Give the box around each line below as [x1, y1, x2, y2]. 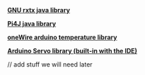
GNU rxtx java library [7, 6, 71, 14]
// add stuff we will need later [7, 60, 93, 69]
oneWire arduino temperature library [7, 33, 117, 41]
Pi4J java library [7, 20, 57, 27]
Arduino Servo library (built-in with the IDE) [7, 47, 138, 55]
